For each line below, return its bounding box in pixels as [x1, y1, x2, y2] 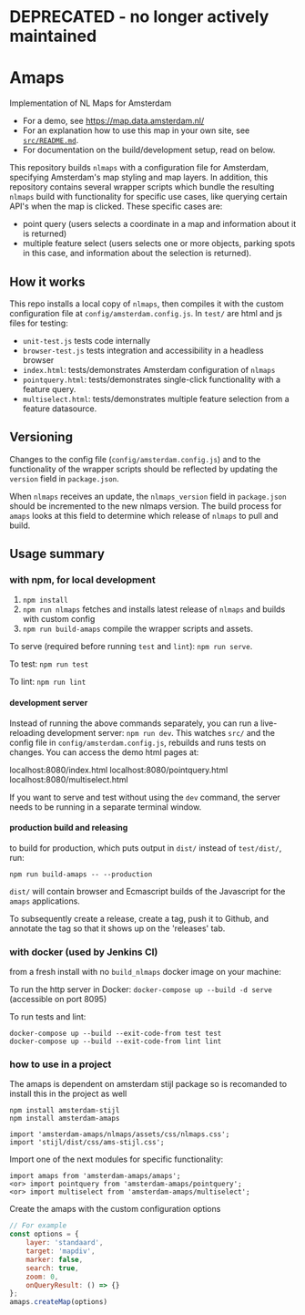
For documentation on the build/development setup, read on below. [22, 144, 276, 156]
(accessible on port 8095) [9, 994, 107, 1005]
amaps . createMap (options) [9, 1298, 107, 1307]
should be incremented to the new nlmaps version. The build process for [9, 500, 282, 512]
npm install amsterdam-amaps [9, 1114, 120, 1123]
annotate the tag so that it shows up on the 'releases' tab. [9, 923, 226, 934]
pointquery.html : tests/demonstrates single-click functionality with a [22, 374, 280, 385]
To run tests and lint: [9, 1011, 86, 1022]
